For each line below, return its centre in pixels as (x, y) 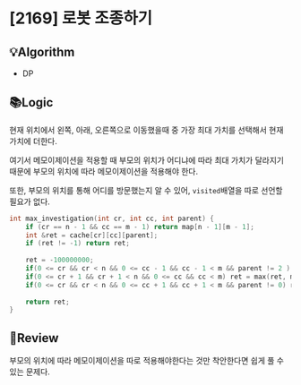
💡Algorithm (42, 51)
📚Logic (31, 103)
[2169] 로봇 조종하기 (81, 18)
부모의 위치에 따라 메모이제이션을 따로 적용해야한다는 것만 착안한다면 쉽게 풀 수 (147, 361)
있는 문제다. (30, 372)
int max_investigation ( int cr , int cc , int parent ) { (112, 218)
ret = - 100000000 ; (60, 261)
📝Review (34, 338)
